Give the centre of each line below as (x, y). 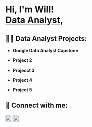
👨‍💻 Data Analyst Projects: (46, 39)
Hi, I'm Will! (30, 9)
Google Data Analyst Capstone (45, 51)
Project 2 (22, 60)
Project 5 (22, 90)
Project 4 (22, 80)
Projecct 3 (23, 70)
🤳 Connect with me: (36, 106)
